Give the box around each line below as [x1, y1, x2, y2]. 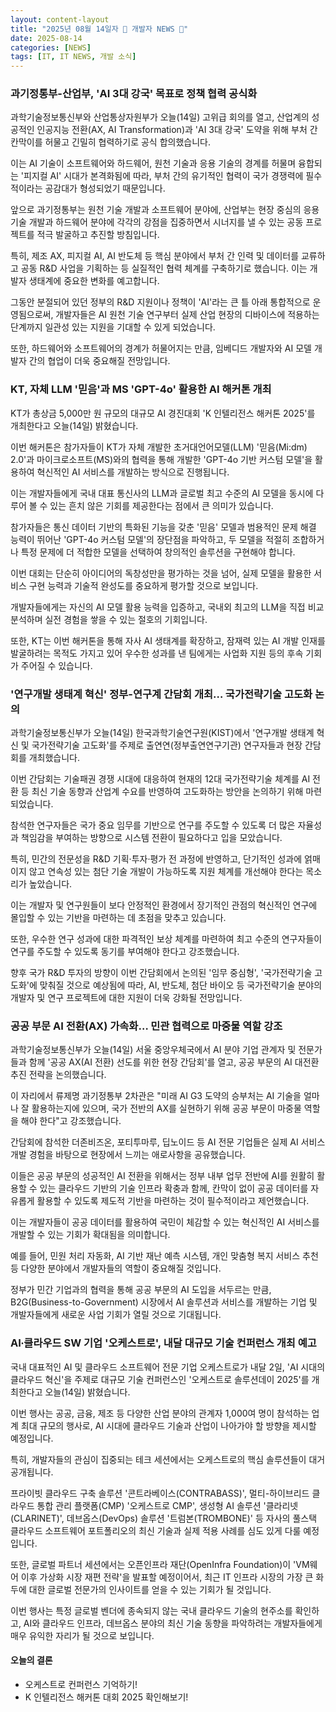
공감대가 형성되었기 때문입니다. [44, 182, 166, 195]
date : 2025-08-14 [10, 33, 83, 43]
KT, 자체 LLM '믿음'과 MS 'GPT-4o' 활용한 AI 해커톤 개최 [10, 382, 272, 396]
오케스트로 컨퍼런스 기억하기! [24, 1678, 138, 1690]
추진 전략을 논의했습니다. [10, 1069, 107, 1081]
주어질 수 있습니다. [20, 659, 93, 671]
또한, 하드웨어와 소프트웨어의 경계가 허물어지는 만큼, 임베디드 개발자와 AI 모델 [10, 342, 312, 355]
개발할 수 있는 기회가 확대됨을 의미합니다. [10, 1229, 171, 1241]
